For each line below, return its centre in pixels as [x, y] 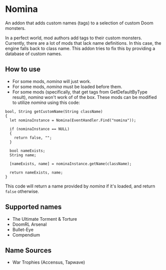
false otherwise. [22, 191]
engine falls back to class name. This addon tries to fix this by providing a [80, 48]
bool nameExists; [28, 151]
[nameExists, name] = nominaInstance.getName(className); [71, 164]
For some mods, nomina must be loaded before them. [67, 87]
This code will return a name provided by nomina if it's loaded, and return [80, 186]
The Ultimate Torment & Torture [45, 219]
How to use [23, 69]
